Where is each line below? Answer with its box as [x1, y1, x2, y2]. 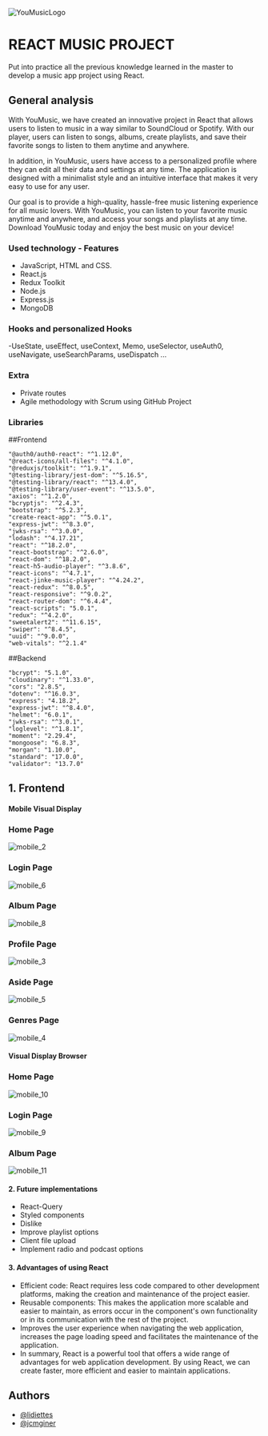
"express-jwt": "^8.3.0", [8, 520, 94, 528]
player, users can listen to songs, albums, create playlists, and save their [8, 132, 247, 142]
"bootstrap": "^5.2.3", [8, 506, 88, 514]
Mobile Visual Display [8, 804, 82, 813]
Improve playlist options [19, 1227, 99, 1237]
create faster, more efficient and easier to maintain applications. [19, 1366, 230, 1375]
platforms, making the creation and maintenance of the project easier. [19, 1289, 250, 1298]
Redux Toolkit [19, 278, 66, 287]
